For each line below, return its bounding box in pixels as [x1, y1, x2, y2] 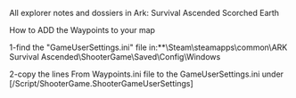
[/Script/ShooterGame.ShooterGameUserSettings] [9, 78, 193, 88]
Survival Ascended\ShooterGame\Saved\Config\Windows [9, 52, 221, 61]
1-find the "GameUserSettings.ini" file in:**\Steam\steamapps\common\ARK [9, 42, 288, 53]
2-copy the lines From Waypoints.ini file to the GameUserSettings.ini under [9, 69, 284, 79]
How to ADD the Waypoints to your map [9, 25, 156, 35]
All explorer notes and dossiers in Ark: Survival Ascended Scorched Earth [9, 8, 279, 18]
